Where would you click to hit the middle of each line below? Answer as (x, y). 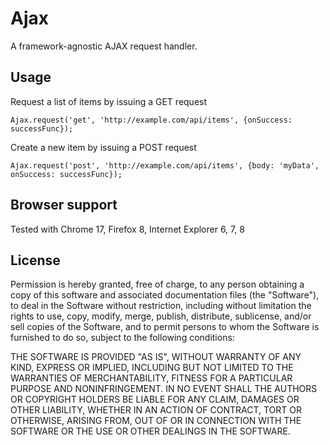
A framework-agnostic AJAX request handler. (104, 46)
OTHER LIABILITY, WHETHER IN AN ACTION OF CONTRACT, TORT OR (156, 410)
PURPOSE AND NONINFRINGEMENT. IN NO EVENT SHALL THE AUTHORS (164, 389)
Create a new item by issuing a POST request (103, 147)
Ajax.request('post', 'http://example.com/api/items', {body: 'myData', (165, 165)
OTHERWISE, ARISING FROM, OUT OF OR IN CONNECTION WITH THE (156, 421)
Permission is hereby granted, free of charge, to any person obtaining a (157, 284)
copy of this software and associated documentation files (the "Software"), (165, 295)
